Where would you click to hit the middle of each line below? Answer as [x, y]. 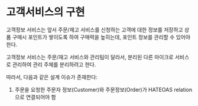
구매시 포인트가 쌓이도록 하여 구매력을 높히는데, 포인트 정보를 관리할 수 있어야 [101, 37]
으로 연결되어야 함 [35, 97]
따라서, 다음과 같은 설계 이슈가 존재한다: [52, 77]
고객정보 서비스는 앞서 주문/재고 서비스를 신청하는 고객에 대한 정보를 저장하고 [95, 30]
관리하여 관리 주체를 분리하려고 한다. [54, 64]
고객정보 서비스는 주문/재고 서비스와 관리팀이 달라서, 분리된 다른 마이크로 [90, 57]
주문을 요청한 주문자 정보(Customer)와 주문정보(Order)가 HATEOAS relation [103, 89]
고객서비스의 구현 [46, 12]
